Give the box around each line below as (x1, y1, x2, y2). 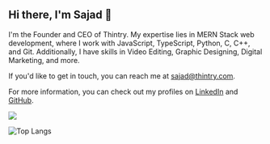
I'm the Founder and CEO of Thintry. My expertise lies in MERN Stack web (8, 29, 255, 39)
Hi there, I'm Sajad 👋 (8, 8, 112, 22)
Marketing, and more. (8, 55, 80, 65)
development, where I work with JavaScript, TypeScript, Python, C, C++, (8, 38, 251, 48)
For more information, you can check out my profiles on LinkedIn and (8, 87, 238, 96)
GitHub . (8, 95, 34, 105)
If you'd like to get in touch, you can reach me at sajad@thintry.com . (8, 70, 236, 81)
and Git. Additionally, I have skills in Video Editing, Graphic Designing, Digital (8, 46, 263, 57)
